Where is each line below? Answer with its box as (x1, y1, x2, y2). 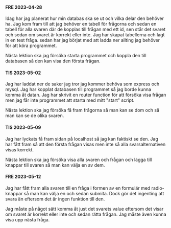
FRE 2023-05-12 (5, 174, 41, 180)
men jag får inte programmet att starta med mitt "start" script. (5, 97, 135, 103)
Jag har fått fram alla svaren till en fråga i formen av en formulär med (5, 185, 151, 191)
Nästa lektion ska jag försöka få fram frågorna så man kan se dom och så (5, 107, 160, 113)
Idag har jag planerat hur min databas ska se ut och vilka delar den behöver (5, 15, 164, 21)
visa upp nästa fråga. (5, 216, 50, 222)
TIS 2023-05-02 (5, 70, 41, 76)
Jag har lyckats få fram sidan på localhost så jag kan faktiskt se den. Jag (5, 135, 158, 142)
